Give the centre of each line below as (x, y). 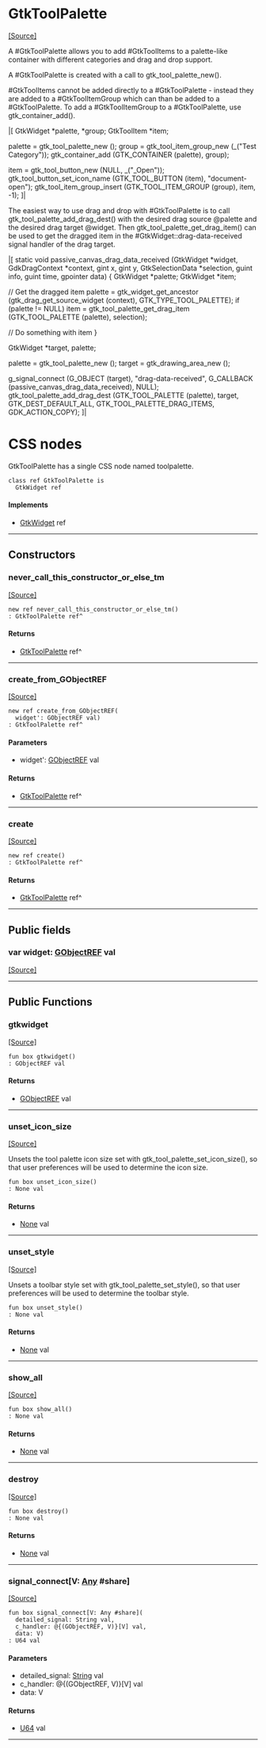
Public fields (40, 930)
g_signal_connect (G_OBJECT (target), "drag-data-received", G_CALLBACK (131, 378)
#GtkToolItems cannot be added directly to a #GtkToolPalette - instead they (131, 90)
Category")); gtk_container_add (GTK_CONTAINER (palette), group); (119, 155)
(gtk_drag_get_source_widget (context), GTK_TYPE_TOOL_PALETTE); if (124, 300)
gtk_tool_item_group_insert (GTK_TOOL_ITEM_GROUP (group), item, (145, 186)
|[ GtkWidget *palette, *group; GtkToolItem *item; (89, 131)
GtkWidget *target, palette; (52, 347)
